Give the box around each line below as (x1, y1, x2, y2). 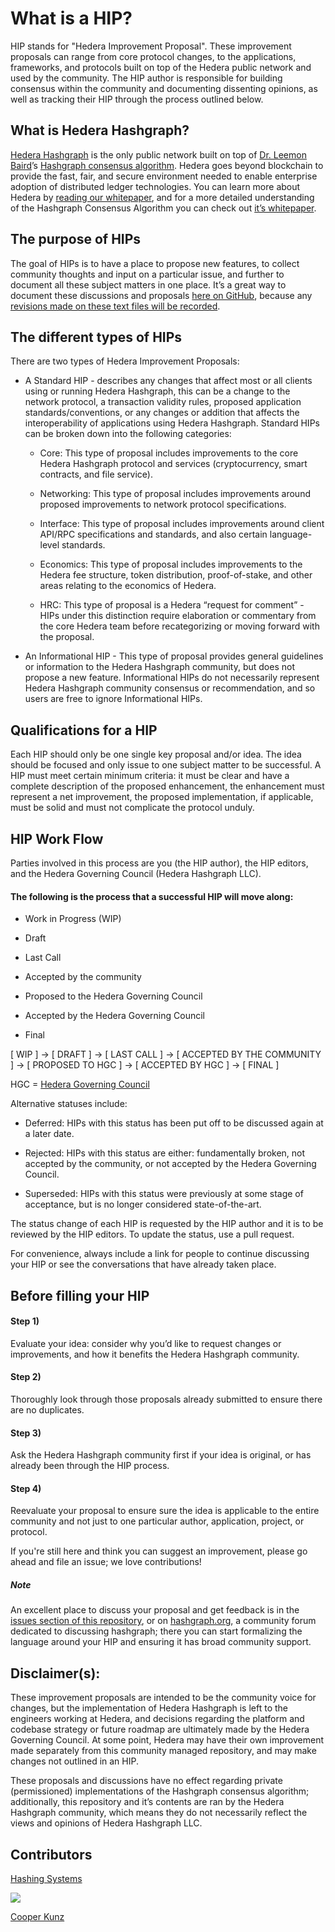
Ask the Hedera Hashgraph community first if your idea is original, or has (10, 1449, 312, 1461)
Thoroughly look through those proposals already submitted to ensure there (10, 1393, 323, 1405)
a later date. (24, 1128, 75, 1140)
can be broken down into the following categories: (24, 428, 232, 440)
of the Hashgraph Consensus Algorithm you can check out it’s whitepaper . (10, 202, 317, 214)
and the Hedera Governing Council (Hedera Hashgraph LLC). (10, 868, 262, 879)
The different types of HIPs (10, 328, 183, 346)
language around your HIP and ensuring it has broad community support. (10, 1636, 312, 1648)
